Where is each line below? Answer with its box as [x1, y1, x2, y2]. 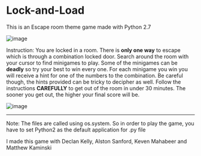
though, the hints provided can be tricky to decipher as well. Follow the [6, 78, 181, 85]
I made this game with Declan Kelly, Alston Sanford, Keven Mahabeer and [6, 137, 187, 145]
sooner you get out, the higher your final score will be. [6, 91, 140, 98]
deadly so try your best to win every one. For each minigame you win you [6, 65, 188, 72]
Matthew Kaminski [6, 144, 52, 151]
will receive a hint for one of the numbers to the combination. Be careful [6, 72, 184, 79]
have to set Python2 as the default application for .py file [6, 126, 146, 133]
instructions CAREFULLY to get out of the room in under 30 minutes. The [6, 84, 186, 91]
